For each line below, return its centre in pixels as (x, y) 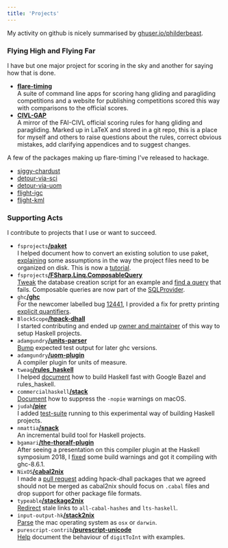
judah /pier (31, 406)
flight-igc (30, 192)
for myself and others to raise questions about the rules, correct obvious (119, 137)
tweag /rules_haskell (45, 370)
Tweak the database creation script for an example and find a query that (119, 282)
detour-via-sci (37, 178)
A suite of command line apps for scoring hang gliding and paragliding (116, 93)
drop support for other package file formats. (79, 493)
